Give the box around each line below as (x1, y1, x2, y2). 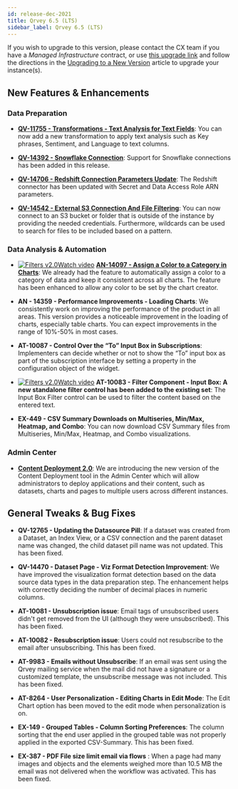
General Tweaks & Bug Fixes (7, 508, 136, 520)
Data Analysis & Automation (7, 244, 107, 254)
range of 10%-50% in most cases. (17, 328, 119, 336)
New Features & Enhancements (7, 86, 150, 99)
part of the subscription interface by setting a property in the (17, 356, 197, 365)
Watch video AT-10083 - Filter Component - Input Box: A (58, 378, 228, 386)
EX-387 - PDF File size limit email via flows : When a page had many (17, 752, 222, 760)
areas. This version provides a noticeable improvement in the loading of (17, 312, 229, 321)
